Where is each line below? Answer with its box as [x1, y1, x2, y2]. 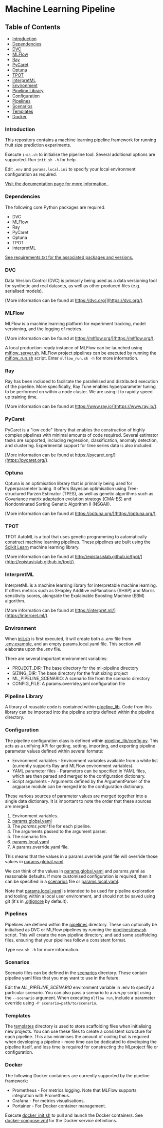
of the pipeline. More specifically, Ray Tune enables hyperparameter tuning [5, 383, 156, 389]
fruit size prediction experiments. [5, 142, 72, 148]
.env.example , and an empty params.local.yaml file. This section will [5, 641, 142, 647]
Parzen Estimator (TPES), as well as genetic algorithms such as [27, 491, 154, 497]
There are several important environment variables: [5, 656, 108, 661]
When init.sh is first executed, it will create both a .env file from [5, 636, 131, 641]
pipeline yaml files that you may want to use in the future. [5, 975, 120, 981]
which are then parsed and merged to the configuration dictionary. [12, 773, 146, 779]
